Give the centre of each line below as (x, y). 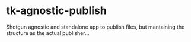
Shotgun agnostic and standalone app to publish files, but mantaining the (95, 27)
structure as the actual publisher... (48, 33)
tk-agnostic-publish (56, 11)
